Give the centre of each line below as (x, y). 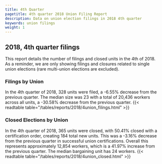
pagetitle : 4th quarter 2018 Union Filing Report (56, 14)
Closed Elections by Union (37, 120)
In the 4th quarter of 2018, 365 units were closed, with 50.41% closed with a (81, 131)
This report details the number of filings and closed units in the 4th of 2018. (80, 59)
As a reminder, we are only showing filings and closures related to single (77, 64)
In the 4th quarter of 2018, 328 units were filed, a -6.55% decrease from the (81, 92)
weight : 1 (15, 28)
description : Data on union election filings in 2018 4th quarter (73, 18)
